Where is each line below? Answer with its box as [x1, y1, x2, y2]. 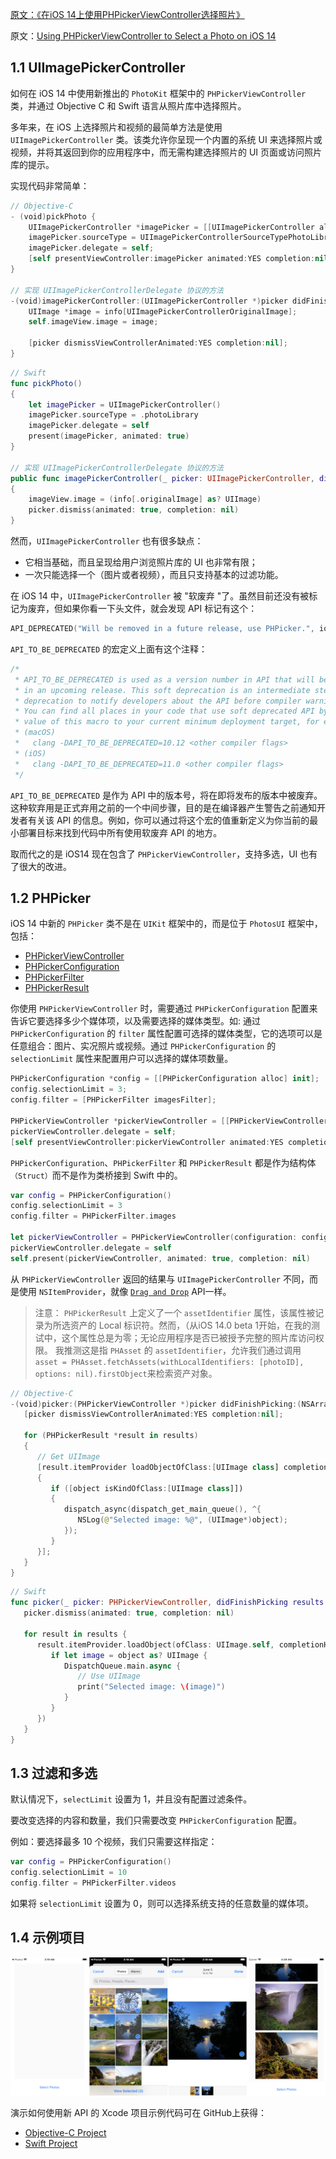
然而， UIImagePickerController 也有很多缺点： [10, 535, 204, 547]
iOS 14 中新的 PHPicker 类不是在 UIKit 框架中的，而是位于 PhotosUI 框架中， [10, 918, 323, 930]
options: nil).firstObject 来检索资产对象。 [34, 1367, 218, 1379]
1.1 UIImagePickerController [10, 59, 186, 77]
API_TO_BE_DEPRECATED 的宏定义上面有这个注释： [10, 643, 208, 655]
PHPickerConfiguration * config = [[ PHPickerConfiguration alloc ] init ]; [10, 1074, 320, 1084]
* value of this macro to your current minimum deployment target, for [14, 717, 320, 727]
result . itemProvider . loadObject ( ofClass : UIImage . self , [36, 1639, 275, 1650]
